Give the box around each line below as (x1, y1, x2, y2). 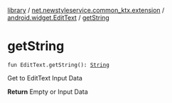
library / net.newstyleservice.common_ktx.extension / (7, 6, 165, 14)
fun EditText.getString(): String (7, 61, 110, 68)
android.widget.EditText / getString (7, 13, 110, 22)
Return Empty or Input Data (7, 87, 89, 96)
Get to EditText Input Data (7, 73, 83, 82)
